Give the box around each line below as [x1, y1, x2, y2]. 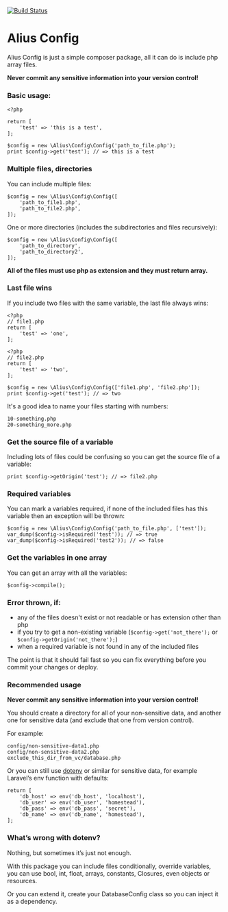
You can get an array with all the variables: [7, 569, 127, 577]
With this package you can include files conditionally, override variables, [7, 862, 212, 870]
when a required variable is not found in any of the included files [16, 643, 199, 651]
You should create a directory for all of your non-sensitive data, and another [7, 709, 222, 717]
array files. [7, 60, 38, 69]
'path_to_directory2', [19, 248, 84, 255]
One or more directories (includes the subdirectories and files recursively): [7, 223, 218, 231]
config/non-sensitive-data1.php [7, 743, 99, 750]
